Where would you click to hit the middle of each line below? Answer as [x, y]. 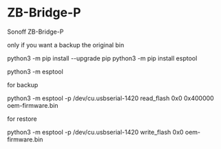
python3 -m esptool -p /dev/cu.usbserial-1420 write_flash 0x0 [95, 132]
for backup [23, 84]
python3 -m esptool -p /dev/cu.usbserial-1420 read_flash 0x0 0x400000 [111, 98]
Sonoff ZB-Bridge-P [35, 32]
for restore [22, 119]
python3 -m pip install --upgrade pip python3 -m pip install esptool [102, 58]
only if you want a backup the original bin [66, 45]
